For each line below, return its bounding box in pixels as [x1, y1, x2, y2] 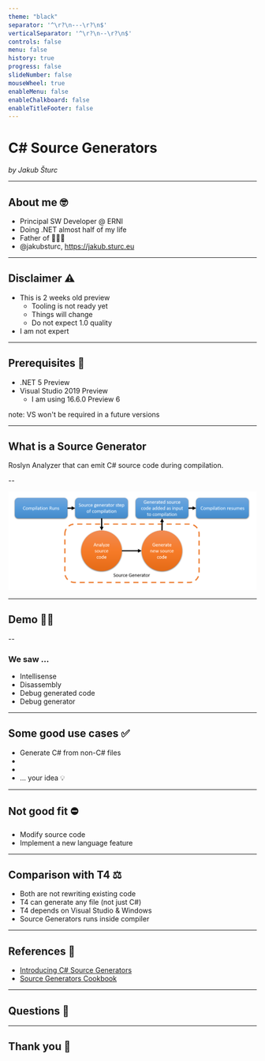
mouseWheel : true [8, 79, 65, 87]
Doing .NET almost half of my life [19, 225, 128, 234]
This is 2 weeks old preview [19, 293, 110, 302]
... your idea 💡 [19, 773, 65, 783]
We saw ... [8, 653, 50, 664]
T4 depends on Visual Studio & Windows [19, 906, 152, 915]
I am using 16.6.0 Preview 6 [31, 394, 121, 404]
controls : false [8, 38, 62, 46]
